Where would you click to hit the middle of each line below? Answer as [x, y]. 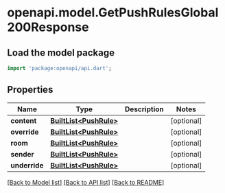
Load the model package [61, 53]
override [25, 132]
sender [22, 154]
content [24, 120]
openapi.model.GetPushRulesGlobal [113, 13]
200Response [48, 27]
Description [144, 109]
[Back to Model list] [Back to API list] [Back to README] [86, 182]
